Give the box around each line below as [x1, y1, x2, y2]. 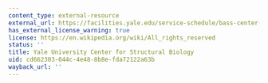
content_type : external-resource [8, 11, 120, 20]
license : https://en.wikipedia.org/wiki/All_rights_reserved [8, 33, 216, 42]
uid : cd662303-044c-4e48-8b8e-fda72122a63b [8, 56, 156, 64]
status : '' [8, 41, 45, 49]
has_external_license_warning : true [8, 26, 130, 34]
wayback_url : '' [8, 63, 62, 71]
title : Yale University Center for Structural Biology [8, 48, 195, 56]
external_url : [8, 19, 56, 27]
